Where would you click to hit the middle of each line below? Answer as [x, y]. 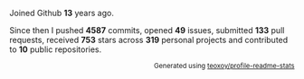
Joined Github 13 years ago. [62, 13]
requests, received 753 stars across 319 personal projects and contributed [149, 40]
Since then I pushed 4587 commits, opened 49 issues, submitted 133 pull [147, 30]
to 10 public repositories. [56, 49]
